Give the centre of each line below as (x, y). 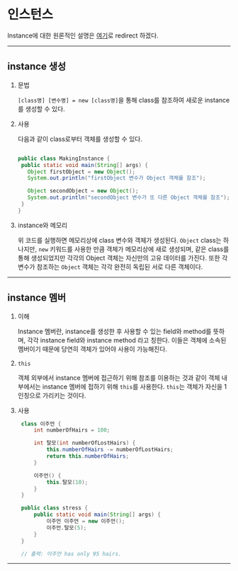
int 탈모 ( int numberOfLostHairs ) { (85, 443)
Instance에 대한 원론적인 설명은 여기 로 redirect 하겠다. (83, 35)
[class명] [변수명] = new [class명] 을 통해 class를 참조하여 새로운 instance (124, 100)
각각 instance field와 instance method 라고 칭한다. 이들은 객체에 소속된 (127, 340)
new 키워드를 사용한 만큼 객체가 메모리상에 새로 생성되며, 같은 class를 (134, 249)
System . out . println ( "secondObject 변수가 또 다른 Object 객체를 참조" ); (129, 198)
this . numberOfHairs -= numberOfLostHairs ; (110, 450)
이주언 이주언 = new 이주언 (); (86, 521)
